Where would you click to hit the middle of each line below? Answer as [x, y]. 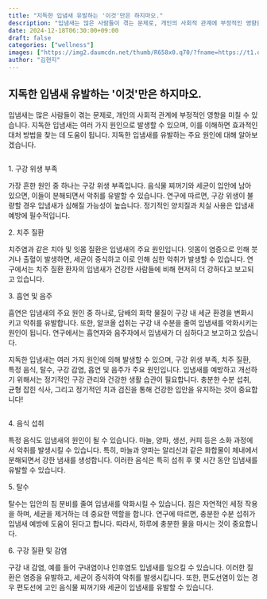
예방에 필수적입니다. [39, 215]
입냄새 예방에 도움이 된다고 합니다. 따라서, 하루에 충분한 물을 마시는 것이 [119, 523]
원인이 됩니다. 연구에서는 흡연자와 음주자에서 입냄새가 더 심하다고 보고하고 [123, 333]
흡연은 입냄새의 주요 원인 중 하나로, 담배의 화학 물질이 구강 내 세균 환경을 [120, 313]
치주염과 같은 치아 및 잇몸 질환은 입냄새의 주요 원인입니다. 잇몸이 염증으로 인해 [129, 249]
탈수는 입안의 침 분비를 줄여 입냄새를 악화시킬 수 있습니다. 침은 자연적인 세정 [126, 504]
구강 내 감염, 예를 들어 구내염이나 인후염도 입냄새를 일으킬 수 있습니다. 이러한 [127, 567]
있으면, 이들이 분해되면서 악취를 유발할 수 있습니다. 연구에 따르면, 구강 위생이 [127, 195]
